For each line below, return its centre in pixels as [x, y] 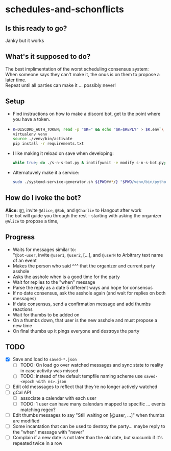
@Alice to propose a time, [32, 221]
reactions [23, 309]
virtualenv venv [30, 134]
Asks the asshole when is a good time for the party [66, 277]
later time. [16, 80]
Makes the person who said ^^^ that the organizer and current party [84, 266]
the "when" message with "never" [48, 432]
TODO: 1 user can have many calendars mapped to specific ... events [93, 404]
